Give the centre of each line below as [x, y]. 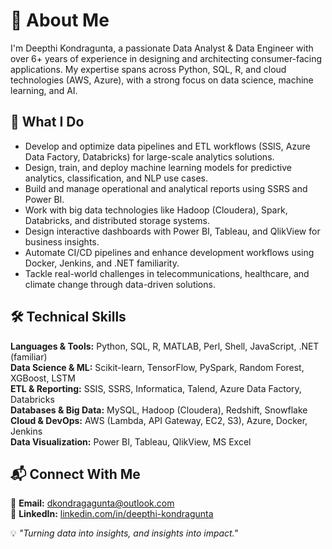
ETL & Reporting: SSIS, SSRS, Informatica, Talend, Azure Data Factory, [156, 388]
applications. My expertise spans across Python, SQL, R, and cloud [148, 69]
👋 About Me [60, 20]
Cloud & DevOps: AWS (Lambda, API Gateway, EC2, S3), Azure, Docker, [159, 420]
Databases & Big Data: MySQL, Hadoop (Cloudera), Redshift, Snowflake [159, 410]
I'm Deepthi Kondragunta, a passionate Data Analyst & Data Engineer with [162, 48]
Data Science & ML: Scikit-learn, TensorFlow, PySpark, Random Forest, [157, 367]
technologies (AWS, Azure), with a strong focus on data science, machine [162, 80]
